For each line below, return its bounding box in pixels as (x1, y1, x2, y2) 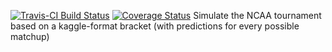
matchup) (10, 31, 50, 42)
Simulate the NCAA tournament (193, 10, 322, 21)
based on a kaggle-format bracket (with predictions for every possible (10, 20, 300, 32)
